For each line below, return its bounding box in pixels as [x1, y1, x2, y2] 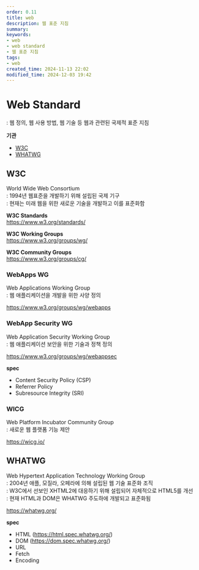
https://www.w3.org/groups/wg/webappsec [6, 353, 118, 360]
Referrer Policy [15, 383, 53, 390]
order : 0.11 [6, 9, 37, 15]
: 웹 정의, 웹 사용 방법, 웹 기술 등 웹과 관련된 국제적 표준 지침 [6, 119, 149, 126]
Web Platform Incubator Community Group [6, 418, 115, 426]
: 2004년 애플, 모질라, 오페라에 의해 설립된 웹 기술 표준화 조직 [6, 479, 153, 487]
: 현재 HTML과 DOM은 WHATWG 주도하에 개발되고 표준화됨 [6, 494, 151, 502]
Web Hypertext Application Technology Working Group [6, 472, 145, 479]
